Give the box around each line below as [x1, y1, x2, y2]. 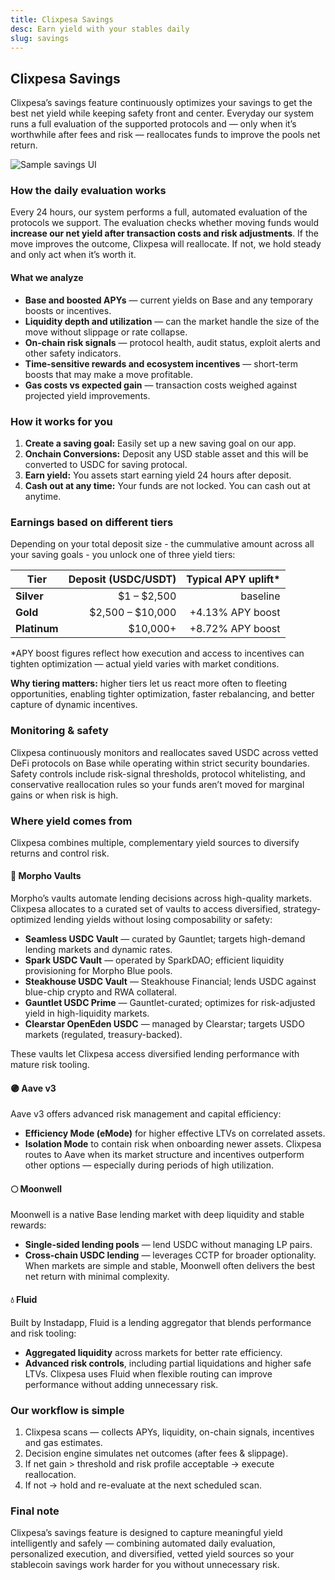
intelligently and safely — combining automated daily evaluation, [10, 1537, 276, 1550]
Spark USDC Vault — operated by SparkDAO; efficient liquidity [24, 954, 285, 966]
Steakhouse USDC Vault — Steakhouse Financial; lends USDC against [24, 976, 317, 988]
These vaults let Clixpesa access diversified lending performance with [10, 1048, 300, 1060]
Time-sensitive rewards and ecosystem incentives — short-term [24, 357, 298, 370]
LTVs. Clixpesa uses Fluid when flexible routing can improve [24, 1367, 273, 1380]
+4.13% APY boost [189, 606, 281, 620]
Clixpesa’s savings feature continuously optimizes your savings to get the [10, 97, 313, 109]
